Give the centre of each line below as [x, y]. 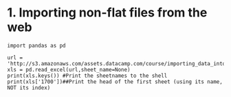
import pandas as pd [37, 45]
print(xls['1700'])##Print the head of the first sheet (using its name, [115, 82]
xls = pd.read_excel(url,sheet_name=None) [69, 69]
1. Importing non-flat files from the [107, 13]
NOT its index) [29, 87]
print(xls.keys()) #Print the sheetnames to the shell [87, 76]
